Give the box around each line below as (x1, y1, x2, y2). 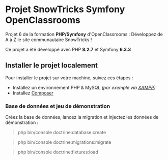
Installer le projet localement (5, 61, 98, 70)
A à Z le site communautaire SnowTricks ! (5, 37, 92, 43)
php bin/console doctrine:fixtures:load (17, 149, 98, 155)
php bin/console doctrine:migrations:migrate (17, 139, 111, 145)
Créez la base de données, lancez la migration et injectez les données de (5, 114, 159, 120)
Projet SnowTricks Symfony (5, 4, 125, 15)
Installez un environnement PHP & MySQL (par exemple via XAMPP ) (12, 84, 156, 90)
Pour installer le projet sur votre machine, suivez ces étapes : (5, 75, 133, 81)
